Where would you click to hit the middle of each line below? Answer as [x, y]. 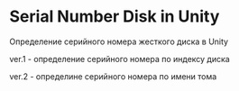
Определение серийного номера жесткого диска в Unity [119, 41]
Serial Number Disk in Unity [115, 17]
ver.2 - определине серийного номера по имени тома [113, 76]
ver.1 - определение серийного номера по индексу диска [119, 59]
